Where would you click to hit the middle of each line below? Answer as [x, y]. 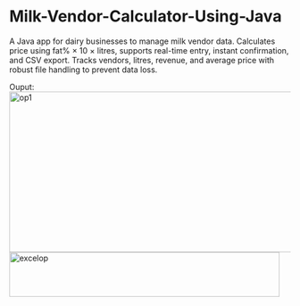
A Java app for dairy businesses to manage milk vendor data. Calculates [142, 41]
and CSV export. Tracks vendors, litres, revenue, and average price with [142, 60]
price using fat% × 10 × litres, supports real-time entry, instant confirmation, [149, 50]
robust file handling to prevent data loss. [83, 70]
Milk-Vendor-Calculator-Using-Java [146, 17]
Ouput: [22, 87]
